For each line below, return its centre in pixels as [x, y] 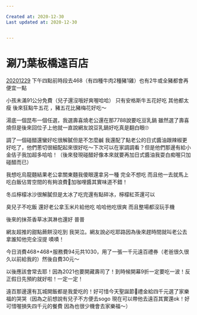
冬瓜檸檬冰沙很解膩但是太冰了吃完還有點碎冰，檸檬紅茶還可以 [81, 195]
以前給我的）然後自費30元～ [45, 259]
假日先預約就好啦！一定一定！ [47, 279]
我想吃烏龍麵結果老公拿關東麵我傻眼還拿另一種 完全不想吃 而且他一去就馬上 [97, 175]
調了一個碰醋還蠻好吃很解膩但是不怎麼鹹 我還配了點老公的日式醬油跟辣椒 [94, 140]
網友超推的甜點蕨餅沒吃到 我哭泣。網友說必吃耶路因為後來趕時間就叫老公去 [97, 232]
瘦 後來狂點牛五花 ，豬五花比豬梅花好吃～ [56, 108]
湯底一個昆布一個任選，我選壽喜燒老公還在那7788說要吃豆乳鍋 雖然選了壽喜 [98, 120]
